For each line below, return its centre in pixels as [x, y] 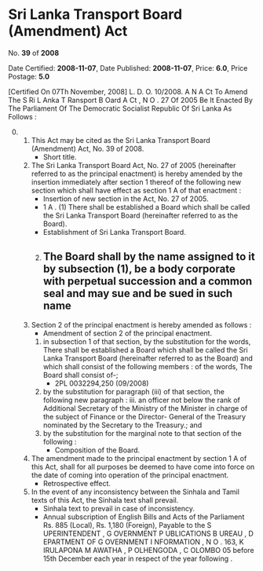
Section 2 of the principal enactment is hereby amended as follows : [141, 324]
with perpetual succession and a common [148, 282]
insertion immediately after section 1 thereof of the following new [136, 181]
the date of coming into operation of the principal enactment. [130, 475]
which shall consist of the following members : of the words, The [148, 366]
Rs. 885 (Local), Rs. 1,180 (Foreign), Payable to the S [127, 525]
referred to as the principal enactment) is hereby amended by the [137, 174]
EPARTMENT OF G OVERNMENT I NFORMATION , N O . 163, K [144, 542]
